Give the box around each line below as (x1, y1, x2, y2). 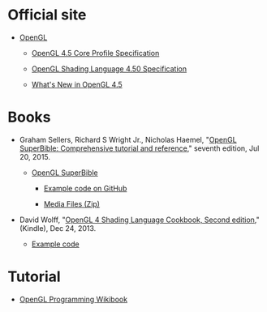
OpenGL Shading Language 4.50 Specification (31, 63, 187, 74)
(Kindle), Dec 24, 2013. (19, 223, 97, 233)
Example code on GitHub (43, 183, 127, 193)
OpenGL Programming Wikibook (19, 294, 127, 304)
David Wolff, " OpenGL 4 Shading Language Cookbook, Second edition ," (19, 215, 261, 224)
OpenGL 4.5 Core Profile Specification (31, 48, 160, 58)
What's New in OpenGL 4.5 (31, 79, 123, 89)
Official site (7, 6, 87, 24)
